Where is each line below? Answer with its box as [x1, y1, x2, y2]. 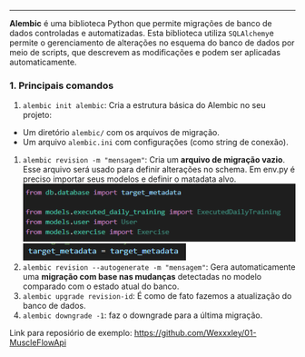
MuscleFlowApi [9, 337, 66, 348]
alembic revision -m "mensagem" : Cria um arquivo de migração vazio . [22, 154, 286, 165]
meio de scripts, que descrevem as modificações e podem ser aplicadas [9, 47, 281, 57]
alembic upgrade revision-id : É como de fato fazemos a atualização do [22, 290, 292, 301]
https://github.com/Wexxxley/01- [133, 327, 257, 338]
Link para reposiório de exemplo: [9, 327, 133, 338]
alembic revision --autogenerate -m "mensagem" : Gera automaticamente [22, 261, 296, 273]
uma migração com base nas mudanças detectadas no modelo [22, 271, 261, 282]
